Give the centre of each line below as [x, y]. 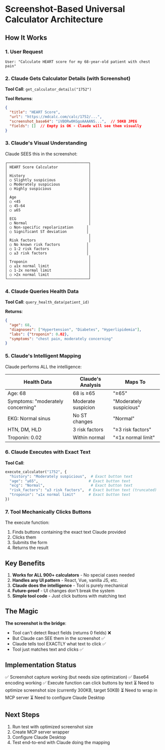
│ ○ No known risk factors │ [47, 244]
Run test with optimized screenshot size [53, 726]
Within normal [89, 437]
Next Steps [22, 715]
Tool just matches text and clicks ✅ [48, 649]
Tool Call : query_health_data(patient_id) [47, 302]
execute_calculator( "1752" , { [36, 472]
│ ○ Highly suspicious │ [48, 188]
